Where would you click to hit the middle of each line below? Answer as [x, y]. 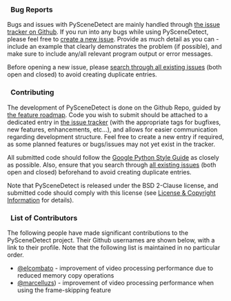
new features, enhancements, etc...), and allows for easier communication [112, 129]
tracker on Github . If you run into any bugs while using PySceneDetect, [108, 32]
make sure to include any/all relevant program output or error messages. [110, 54]
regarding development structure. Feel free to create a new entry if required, [115, 136]
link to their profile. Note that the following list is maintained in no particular [114, 247]
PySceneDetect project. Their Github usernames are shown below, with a [111, 240]
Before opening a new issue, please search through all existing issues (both [114, 68]
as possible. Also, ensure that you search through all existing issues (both [112, 165]
